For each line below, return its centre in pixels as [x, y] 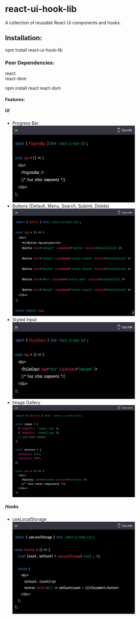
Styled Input [24, 319]
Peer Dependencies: [30, 62]
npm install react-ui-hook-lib [34, 50]
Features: [15, 99]
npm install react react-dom [33, 88]
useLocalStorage [29, 519]
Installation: [24, 38]
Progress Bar [25, 123]
